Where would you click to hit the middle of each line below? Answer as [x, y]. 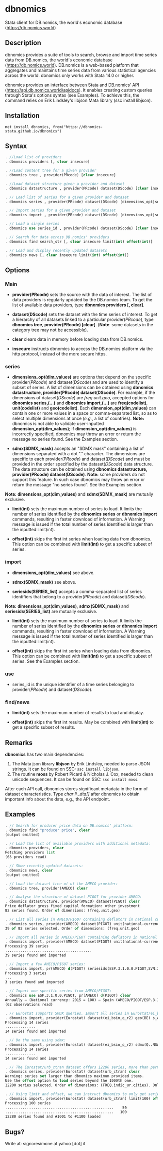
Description [23, 43]
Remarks [19, 743]
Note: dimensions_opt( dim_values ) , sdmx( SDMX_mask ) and [67, 606]
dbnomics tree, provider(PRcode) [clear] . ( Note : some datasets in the [83, 325]
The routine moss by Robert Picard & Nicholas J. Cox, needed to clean [83, 774]
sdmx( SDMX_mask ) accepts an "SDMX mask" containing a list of [78, 448]
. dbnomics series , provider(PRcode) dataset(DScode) [62, 202]
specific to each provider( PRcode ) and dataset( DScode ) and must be [81, 459]
